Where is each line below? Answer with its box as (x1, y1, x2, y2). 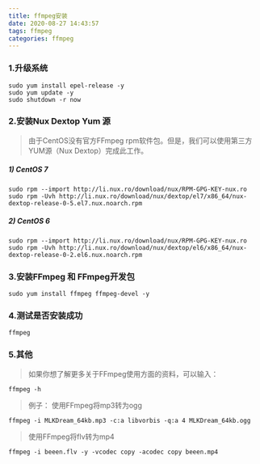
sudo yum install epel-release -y (8, 82, 125, 90)
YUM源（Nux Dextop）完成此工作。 (27, 146, 149, 155)
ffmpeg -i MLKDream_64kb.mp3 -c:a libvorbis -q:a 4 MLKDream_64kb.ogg (8, 416, 251, 424)
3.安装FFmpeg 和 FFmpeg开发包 (8, 271, 135, 282)
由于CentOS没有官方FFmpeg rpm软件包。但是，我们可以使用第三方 (27, 135, 253, 146)
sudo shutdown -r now (8, 95, 82, 103)
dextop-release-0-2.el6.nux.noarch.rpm (8, 251, 143, 259)
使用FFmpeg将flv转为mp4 (27, 432, 115, 441)
